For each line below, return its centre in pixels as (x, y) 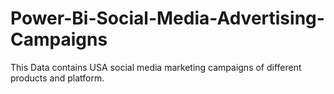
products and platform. (57, 78)
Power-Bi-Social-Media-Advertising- (167, 18)
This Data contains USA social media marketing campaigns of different (156, 67)
